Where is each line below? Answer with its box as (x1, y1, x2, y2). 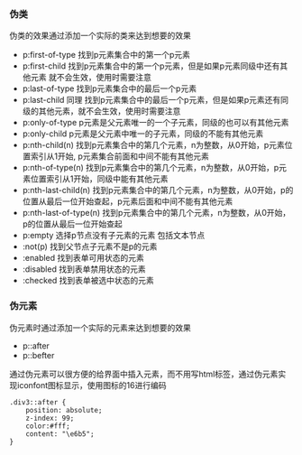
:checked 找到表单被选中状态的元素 (22, 275, 155, 286)
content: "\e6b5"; (25, 429, 95, 439)
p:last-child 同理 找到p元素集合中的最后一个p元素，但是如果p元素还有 (22, 95, 281, 106)
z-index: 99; (25, 413, 75, 422)
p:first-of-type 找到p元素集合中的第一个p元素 (22, 50, 191, 60)
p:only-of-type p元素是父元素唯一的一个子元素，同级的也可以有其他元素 (22, 117, 289, 128)
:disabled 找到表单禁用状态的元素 (22, 264, 146, 274)
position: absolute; (25, 405, 103, 414)
